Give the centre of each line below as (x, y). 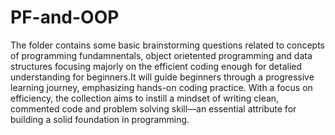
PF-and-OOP (65, 17)
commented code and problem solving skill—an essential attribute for (153, 108)
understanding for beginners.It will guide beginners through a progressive (162, 77)
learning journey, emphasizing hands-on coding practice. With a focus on (161, 87)
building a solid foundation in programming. (100, 119)
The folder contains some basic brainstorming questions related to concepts (167, 45)
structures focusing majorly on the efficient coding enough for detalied (156, 66)
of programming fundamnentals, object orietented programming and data (161, 55)
